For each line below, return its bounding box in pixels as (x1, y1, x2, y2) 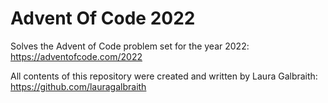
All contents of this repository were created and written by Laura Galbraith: (10, 70, 318, 82)
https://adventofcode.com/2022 (10, 50, 143, 62)
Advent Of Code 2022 (10, 7, 196, 30)
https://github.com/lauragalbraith (10, 80, 147, 92)
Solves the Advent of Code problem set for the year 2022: (10, 40, 250, 52)
